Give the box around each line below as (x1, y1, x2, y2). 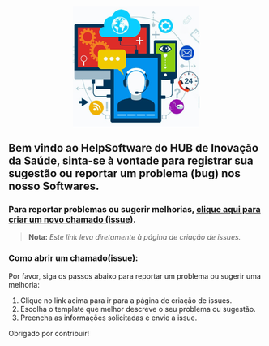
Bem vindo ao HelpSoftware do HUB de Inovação (8, 141, 259, 155)
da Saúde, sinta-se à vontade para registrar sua (8, 154, 254, 168)
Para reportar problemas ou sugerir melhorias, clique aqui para (8, 204, 261, 215)
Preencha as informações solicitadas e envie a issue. (19, 313, 198, 322)
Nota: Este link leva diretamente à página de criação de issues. (28, 232, 241, 242)
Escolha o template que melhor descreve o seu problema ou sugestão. (19, 304, 257, 314)
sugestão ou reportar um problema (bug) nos (8, 167, 241, 180)
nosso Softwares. (8, 179, 100, 193)
